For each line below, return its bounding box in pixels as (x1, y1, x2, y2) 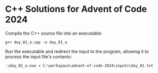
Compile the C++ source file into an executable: (5, 30, 103, 36)
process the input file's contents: (5, 53, 72, 60)
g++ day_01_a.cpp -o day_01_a (5, 39, 68, 45)
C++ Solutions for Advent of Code (5, 3, 147, 15)
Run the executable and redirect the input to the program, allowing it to (5, 48, 149, 54)
